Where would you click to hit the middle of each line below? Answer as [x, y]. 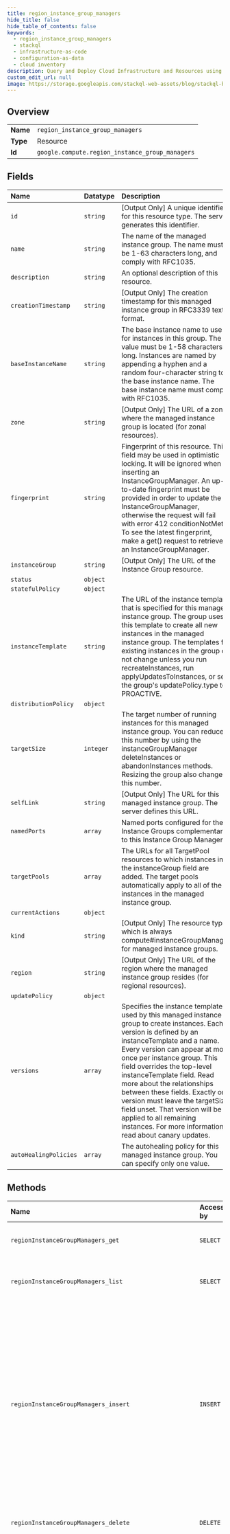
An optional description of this [170, 273]
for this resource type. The [164, 216]
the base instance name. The [168, 381]
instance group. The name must [172, 245]
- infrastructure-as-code [50, 52]
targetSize [28, 748]
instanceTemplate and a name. [170, 1040]
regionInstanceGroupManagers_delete [70, 1523]
